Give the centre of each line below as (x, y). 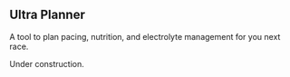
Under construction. (47, 63)
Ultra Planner (48, 15)
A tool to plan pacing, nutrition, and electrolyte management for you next (145, 36)
